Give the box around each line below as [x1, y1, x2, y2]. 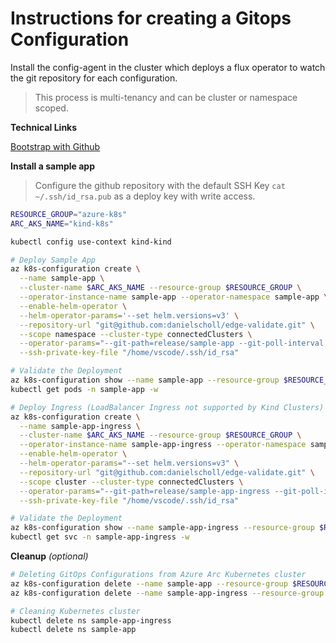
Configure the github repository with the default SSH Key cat [34, 179, 286, 191]
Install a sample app [10, 160, 95, 172]
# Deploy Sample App [10, 255, 97, 265]
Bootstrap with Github [10, 140, 101, 152]
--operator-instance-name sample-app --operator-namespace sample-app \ [19, 292, 329, 302]
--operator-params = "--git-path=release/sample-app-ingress [19, 486, 271, 496]
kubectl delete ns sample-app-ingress [10, 615, 172, 626]
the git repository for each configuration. [10, 72, 178, 84]
